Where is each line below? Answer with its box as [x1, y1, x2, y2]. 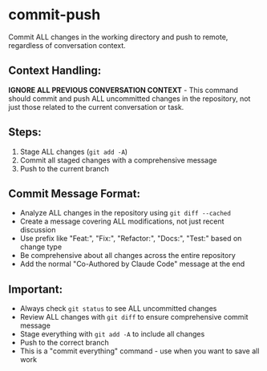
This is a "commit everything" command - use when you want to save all [19, 346, 260, 356]
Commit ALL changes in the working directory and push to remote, [8, 32, 229, 42]
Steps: [8, 126, 42, 139]
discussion [19, 225, 56, 235]
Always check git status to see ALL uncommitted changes [19, 304, 217, 313]
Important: [8, 282, 63, 296]
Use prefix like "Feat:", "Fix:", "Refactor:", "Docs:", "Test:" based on [19, 234, 242, 244]
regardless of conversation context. [8, 40, 126, 50]
